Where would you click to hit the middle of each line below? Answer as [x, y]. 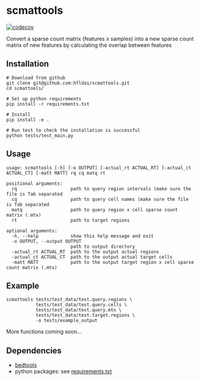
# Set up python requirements [44, 99]
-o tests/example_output [66, 321]
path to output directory [103, 247]
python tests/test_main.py [40, 136]
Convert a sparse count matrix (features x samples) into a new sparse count [100, 38]
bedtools [26, 365]
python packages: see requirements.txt [63, 371]
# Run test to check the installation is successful [73, 130]
